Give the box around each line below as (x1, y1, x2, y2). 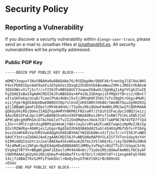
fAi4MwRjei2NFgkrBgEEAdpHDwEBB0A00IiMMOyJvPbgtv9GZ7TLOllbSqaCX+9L (5, 143, 147, 148)
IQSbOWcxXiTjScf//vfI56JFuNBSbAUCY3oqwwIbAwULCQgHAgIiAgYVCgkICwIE (5, 87, 147, 92)
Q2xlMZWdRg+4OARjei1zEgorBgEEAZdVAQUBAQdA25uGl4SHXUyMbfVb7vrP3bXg (5, 126, 147, 131)
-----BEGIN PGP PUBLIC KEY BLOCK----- (5, 70, 85, 75)
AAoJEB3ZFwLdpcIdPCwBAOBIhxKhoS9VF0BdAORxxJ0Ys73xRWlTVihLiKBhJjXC (5, 113, 147, 118)
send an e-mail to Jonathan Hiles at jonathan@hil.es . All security (5, 41, 136, 47)
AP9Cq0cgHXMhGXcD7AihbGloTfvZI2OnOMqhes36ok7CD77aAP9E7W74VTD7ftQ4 (5, 117, 147, 123)
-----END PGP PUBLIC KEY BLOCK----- (5, 165, 80, 170)
